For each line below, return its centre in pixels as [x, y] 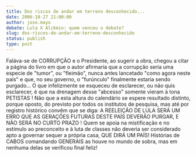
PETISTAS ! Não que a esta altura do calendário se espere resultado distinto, [98, 98]
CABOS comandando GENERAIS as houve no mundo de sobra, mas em [92, 141]
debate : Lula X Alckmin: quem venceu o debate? [65, 28]
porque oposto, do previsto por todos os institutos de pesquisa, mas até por [97, 104]
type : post [19, 44]
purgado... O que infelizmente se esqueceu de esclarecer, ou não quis [91, 85]
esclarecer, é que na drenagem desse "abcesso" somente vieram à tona [93, 92]
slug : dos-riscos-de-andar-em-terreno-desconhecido [70, 33]
